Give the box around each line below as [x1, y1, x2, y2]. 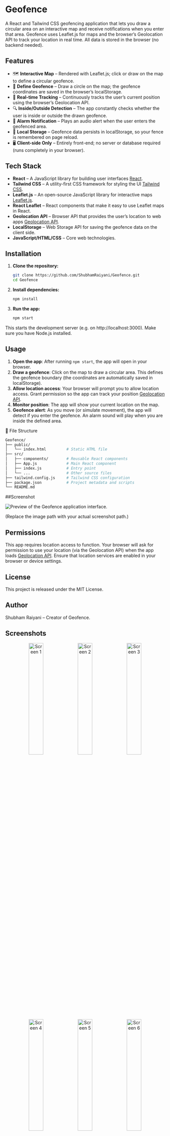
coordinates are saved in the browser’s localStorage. [12, 88, 122, 95]
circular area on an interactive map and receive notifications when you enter [5, 25, 164, 32]
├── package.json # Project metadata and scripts [5, 480, 135, 485]
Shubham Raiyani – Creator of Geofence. [5, 614, 91, 621]
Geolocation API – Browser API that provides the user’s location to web [12, 213, 161, 219]
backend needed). [5, 42, 44, 48]
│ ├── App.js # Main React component [5, 461, 116, 466]
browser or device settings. [5, 558, 62, 564]
